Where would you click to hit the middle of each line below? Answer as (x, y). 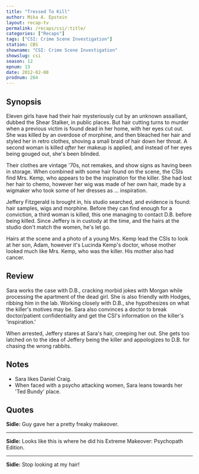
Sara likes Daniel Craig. (43, 379)
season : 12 (20, 61)
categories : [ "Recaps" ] (36, 34)
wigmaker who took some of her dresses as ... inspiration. (77, 190)
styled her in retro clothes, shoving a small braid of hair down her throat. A (97, 141)
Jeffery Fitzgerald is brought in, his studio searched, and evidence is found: (98, 201)
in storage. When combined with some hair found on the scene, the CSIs (95, 171)
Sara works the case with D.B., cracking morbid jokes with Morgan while (94, 290)
